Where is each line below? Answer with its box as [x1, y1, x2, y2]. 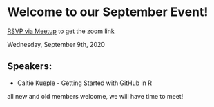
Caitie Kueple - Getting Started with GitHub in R [17, 79, 153, 87]
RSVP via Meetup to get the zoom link [7, 27, 115, 35]
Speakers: [7, 60, 52, 72]
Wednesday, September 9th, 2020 [7, 40, 106, 48]
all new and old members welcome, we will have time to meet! [7, 92, 184, 100]
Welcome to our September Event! [7, 4, 208, 20]
